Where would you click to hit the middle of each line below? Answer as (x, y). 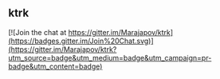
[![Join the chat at (37, 32)
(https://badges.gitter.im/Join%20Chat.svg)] (81, 41)
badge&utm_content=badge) (55, 66)
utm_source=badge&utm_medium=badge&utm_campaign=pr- (110, 57)
